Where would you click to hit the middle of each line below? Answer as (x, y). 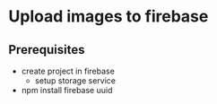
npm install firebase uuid (67, 90)
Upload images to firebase (108, 17)
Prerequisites (47, 50)
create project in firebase (68, 71)
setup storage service (75, 81)
